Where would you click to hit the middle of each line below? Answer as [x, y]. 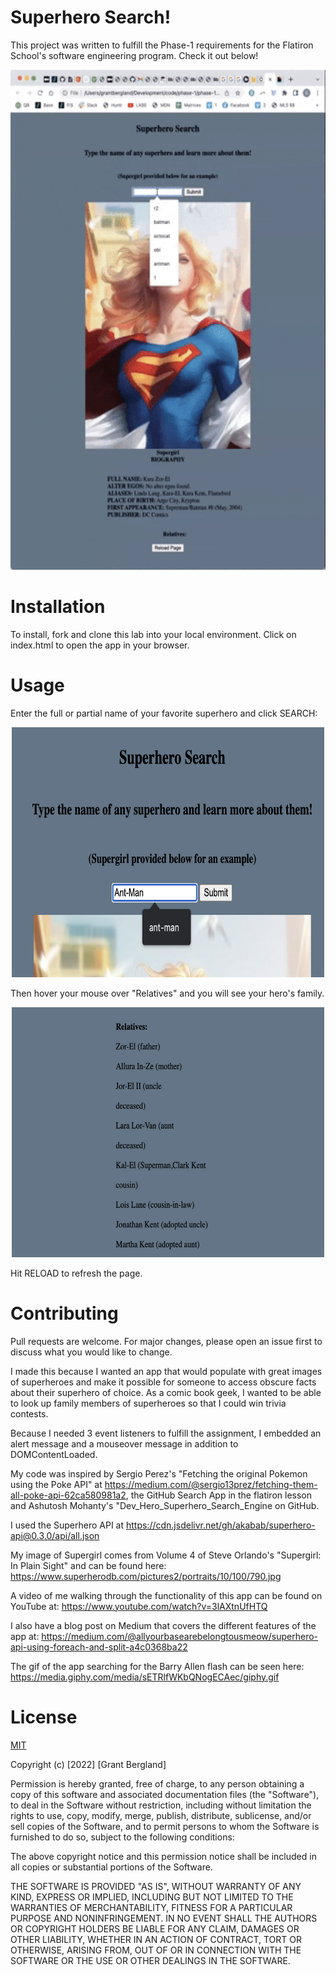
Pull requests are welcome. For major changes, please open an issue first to [166, 1341]
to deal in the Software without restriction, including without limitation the [161, 1805]
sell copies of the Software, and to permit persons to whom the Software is [165, 1826]
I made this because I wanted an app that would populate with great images [166, 1371]
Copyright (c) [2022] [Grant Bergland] [88, 1764]
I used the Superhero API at [67, 1525]
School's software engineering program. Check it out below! [134, 55]
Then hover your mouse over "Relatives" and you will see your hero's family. [167, 993]
